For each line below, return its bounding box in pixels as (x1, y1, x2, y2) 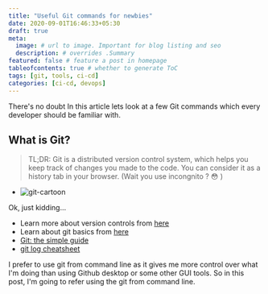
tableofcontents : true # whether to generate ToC (8, 64, 179, 72)
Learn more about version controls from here (19, 218, 170, 228)
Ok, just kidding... (8, 203, 67, 213)
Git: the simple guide (19, 235, 89, 246)
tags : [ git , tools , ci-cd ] (8, 72, 99, 80)
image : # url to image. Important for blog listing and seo (15, 42, 221, 50)
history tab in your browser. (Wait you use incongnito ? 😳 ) (27, 172, 224, 181)
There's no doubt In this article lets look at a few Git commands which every (8, 101, 261, 111)
